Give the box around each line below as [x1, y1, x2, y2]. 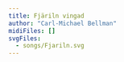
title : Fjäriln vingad [8, 11, 85, 20]
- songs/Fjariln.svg [15, 42, 85, 50]
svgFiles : [8, 34, 42, 43]
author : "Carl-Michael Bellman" [8, 19, 117, 27]
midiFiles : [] [8, 27, 56, 35]
